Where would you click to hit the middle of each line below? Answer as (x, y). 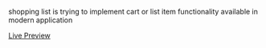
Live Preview (29, 36)
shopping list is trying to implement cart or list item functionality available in (133, 12)
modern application (41, 20)
